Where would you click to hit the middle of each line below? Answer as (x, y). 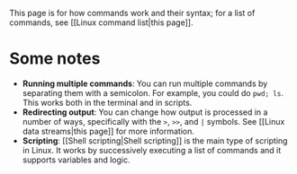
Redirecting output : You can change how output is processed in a (145, 112)
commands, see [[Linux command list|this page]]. (101, 22)
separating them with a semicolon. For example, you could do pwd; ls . (153, 92)
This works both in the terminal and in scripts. (107, 102)
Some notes (55, 59)
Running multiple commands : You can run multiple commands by (145, 83)
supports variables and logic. (76, 160)
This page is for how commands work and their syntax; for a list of (132, 13)
